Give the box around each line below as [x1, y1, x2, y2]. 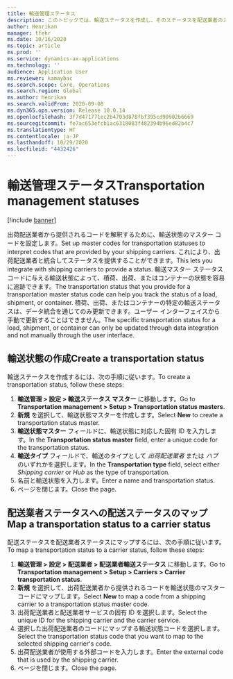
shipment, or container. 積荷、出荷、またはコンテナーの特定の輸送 [7, 298, 196, 306]
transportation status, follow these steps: [7, 380, 125, 389]
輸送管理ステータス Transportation [7, 178, 205, 194]
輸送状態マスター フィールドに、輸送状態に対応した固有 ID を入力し [17, 426, 211, 435]
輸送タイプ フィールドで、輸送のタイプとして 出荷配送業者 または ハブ [17, 451, 218, 460]
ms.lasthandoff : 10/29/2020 [7, 140, 89, 146]
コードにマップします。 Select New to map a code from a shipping [17, 592, 206, 601]
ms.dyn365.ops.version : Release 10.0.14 [7, 107, 126, 114]
